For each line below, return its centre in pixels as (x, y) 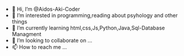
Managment (26, 34)
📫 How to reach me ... (39, 47)
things (20, 22)
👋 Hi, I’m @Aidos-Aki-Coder (46, 9)
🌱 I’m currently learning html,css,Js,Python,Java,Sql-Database (88, 28)
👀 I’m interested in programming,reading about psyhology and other (95, 15)
